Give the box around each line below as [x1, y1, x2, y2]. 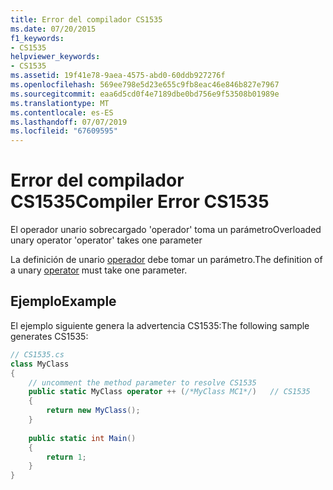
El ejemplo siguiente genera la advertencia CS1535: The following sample [10, 319, 310, 331]
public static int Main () [28, 433, 137, 443]
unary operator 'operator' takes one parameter [10, 234, 203, 246]
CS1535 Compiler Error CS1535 [10, 191, 270, 213]
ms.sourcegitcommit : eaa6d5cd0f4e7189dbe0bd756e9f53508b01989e [10, 89, 280, 99]
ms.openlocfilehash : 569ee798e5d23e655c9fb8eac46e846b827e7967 [10, 80, 280, 90]
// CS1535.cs [10, 349, 65, 360]
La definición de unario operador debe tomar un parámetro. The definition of [10, 254, 323, 266]
